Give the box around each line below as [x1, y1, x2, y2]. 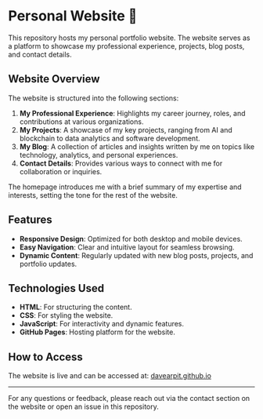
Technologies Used [8, 282, 104, 295]
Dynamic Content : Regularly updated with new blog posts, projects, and [19, 250, 254, 260]
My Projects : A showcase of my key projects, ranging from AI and [19, 125, 232, 134]
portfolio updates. [19, 259, 77, 268]
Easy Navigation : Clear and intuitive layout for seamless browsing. [19, 242, 235, 252]
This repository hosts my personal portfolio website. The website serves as [8, 33, 250, 42]
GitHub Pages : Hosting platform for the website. [19, 327, 176, 337]
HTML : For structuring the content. [19, 302, 132, 312]
